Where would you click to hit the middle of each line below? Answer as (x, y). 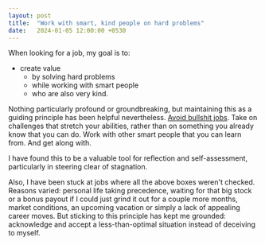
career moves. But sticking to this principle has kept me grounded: (117, 216)
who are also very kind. (70, 94)
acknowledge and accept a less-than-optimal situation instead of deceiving (132, 224)
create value (40, 68)
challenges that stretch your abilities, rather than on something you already (131, 126)
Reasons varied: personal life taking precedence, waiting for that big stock (130, 191)
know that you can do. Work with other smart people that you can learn (125, 134)
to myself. (25, 233)
